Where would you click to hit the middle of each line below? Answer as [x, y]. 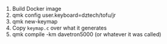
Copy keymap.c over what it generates [59, 28]
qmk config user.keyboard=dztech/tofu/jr [64, 15]
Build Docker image [37, 9]
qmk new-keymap [35, 21]
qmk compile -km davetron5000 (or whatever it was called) [87, 34]
